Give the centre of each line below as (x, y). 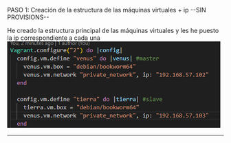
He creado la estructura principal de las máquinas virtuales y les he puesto (113, 31)
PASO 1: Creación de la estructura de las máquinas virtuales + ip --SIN (107, 10)
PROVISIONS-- (28, 17)
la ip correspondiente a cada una (54, 38)
